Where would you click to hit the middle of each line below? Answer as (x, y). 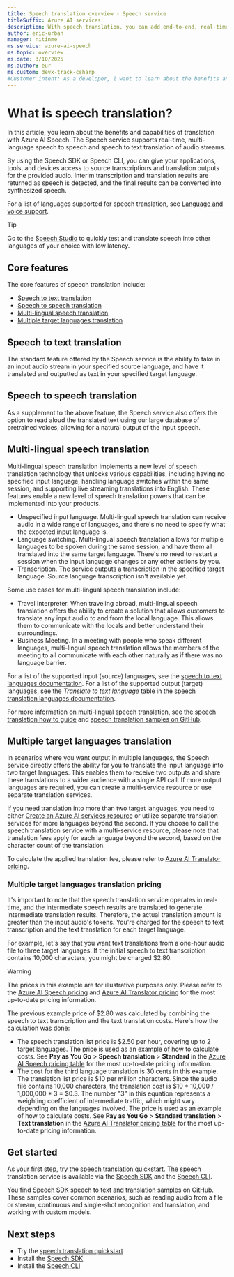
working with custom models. (49, 1212)
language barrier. (42, 662)
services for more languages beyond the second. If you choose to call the (113, 823)
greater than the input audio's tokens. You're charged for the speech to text (116, 922)
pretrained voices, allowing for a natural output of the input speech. (104, 427)
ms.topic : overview (36, 53)
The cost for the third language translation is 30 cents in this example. (118, 1071)
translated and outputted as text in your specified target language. (102, 373)
